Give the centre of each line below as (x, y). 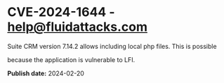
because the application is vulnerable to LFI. (71, 59)
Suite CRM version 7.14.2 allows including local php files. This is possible (112, 46)
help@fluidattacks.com (78, 27)
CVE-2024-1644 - (61, 12)
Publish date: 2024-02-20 (46, 73)
